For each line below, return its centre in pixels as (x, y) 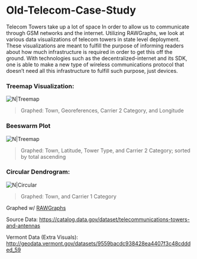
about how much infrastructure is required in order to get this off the (89, 52)
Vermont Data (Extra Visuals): (42, 237)
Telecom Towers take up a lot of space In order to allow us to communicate (98, 27)
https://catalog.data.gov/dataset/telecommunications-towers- (115, 219)
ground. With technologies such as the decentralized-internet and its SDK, (97, 58)
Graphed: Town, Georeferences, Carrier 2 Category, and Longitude (102, 111)
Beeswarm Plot (28, 126)
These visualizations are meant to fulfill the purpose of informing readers (95, 46)
